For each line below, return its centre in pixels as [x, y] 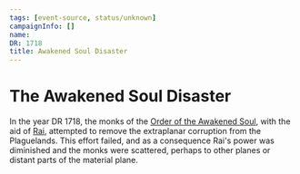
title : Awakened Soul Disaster [69, 52]
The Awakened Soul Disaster [120, 97]
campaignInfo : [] [42, 26]
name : [20, 34]
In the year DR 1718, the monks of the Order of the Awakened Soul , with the [150, 121]
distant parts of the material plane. [74, 160]
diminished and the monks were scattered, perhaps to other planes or [140, 150]
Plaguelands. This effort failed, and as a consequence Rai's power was [142, 140]
